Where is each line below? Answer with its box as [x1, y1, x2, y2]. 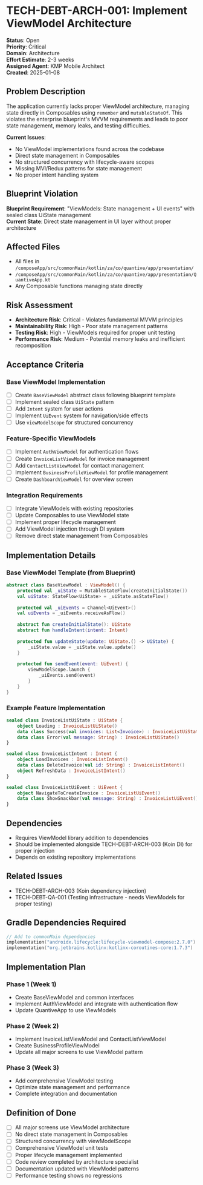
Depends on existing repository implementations [14, 853, 136, 861]
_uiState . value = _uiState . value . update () [28, 644, 137, 650]
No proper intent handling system [14, 171, 98, 178]
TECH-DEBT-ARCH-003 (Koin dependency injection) [14, 887, 147, 895]
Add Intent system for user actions [14, 405, 104, 412]
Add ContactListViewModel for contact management [14, 462, 144, 469]
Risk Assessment [6, 300, 73, 310]
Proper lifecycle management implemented [14, 1151, 123, 1158]
